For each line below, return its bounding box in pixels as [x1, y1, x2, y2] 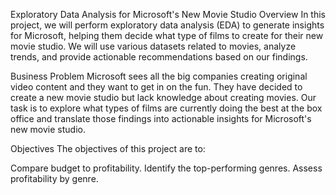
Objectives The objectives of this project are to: [10, 143, 206, 154]
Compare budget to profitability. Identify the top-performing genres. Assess [10, 162, 323, 174]
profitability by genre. [10, 173, 99, 184]
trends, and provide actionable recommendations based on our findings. [10, 51, 308, 63]
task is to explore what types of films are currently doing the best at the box [10, 102, 323, 114]
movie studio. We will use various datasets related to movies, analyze [10, 40, 297, 52]
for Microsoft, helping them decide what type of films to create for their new [10, 30, 324, 41]
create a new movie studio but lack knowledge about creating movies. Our [10, 92, 317, 103]
